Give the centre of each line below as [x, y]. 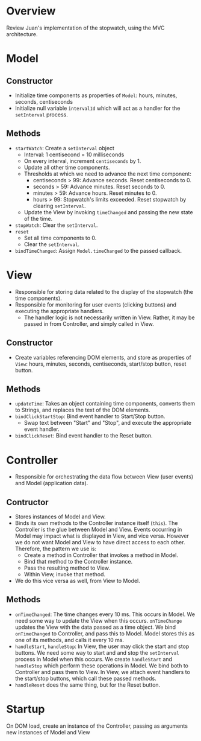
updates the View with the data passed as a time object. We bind [95, 627]
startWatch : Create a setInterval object [64, 148]
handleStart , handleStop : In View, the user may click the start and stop [102, 646]
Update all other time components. [67, 167]
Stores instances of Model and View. [60, 517]
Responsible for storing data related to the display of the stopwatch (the [104, 291]
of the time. [38, 218]
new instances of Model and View [48, 732]
